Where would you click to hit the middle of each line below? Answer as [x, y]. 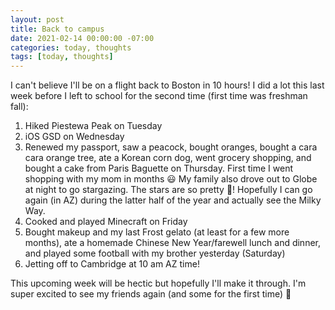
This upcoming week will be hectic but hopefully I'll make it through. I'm [158, 283]
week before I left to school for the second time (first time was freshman [159, 96]
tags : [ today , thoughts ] [62, 57]
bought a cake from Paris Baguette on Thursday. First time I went [158, 168]
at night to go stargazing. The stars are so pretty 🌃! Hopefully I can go [168, 190]
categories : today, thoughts [71, 47]
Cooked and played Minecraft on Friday [106, 222]
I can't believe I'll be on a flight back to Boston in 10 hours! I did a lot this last [167, 85]
